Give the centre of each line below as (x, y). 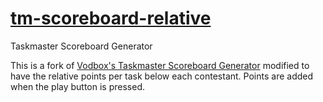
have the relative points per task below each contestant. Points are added (162, 76)
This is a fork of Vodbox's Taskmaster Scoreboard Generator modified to (160, 65)
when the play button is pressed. (78, 86)
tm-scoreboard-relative (111, 18)
